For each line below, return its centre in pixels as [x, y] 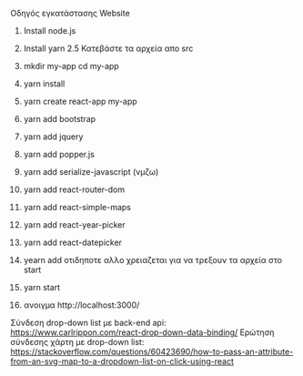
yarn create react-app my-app [80, 101]
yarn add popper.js [59, 154]
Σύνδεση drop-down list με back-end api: [88, 323]
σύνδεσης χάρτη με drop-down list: [77, 342]
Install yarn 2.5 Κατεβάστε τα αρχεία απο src [108, 48]
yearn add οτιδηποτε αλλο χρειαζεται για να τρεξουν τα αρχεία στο [153, 260]
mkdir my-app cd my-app [71, 66]
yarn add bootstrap [60, 119]
